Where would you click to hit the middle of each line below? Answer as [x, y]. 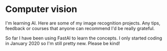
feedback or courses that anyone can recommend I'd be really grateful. [80, 28]
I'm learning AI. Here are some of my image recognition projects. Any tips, [83, 23]
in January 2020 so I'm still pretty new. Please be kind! [63, 43]
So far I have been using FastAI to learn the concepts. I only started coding [84, 38]
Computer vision [41, 9]
